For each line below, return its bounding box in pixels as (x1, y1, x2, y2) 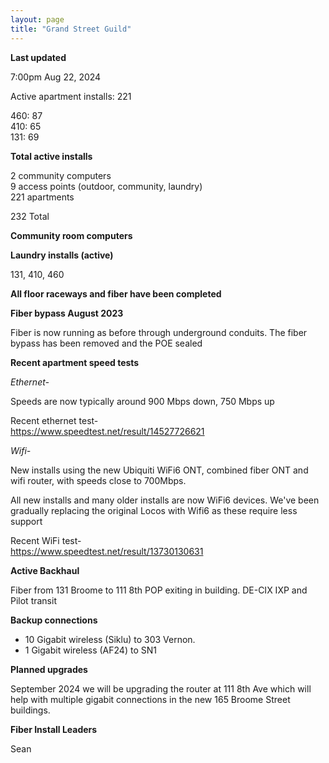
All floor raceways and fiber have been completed (10, 287, 222, 300)
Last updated (10, 51, 67, 63)
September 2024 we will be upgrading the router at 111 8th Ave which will (10, 682, 312, 695)
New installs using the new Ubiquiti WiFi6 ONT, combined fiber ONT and (10, 464, 309, 476)
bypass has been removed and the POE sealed (10, 337, 203, 349)
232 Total (10, 210, 50, 222)
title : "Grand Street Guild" (10, 24, 132, 34)
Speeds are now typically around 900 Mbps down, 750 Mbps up (10, 395, 275, 407)
